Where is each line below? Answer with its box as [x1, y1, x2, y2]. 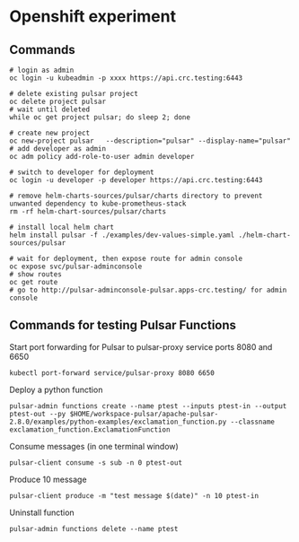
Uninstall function [9, 507, 75, 518]
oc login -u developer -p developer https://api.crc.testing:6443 [9, 176, 263, 185]
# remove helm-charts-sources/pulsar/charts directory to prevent [9, 191, 263, 200]
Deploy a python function [9, 384, 103, 395]
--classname [230, 417, 276, 426]
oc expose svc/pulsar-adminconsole [9, 262, 143, 271]
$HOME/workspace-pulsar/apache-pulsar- [69, 409, 219, 418]
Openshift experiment [9, 6, 177, 27]
